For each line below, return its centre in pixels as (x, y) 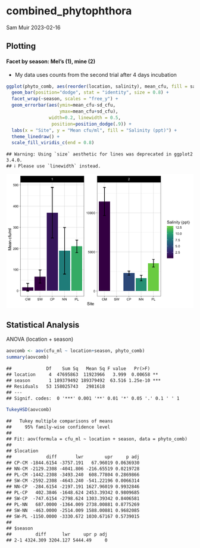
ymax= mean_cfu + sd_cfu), (89, 111)
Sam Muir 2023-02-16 (33, 27)
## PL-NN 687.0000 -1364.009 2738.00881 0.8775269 (73, 505)
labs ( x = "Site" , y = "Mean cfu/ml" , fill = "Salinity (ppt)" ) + (94, 130)
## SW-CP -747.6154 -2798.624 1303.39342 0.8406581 (73, 499)
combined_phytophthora (69, 11)
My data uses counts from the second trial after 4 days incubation (96, 74)
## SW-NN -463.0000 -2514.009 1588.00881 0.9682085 (73, 510)
